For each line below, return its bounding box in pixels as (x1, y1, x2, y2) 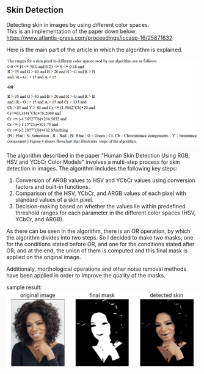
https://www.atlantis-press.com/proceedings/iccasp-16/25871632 (6, 34, 173, 42)
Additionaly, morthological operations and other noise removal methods (6, 265, 187, 273)
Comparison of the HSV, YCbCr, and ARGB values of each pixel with (15, 189, 186, 197)
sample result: (6, 284, 42, 291)
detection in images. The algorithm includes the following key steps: (6, 165, 178, 172)
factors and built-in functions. (15, 183, 90, 191)
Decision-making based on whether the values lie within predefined (15, 203, 186, 210)
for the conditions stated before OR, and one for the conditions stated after (6, 241, 195, 248)
